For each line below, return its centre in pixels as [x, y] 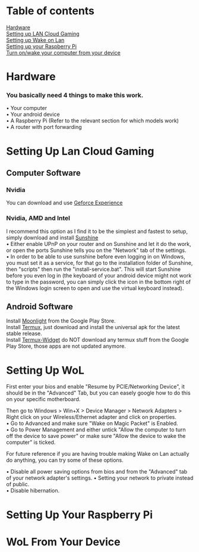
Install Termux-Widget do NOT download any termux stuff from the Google [97, 340]
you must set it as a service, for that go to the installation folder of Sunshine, [99, 263]
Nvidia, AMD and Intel [38, 218]
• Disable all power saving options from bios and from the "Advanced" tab [97, 472]
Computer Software [44, 173]
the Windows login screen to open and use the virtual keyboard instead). [95, 288]
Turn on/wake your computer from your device [63, 52]
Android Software [40, 306]
